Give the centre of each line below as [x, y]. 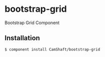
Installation [22, 38]
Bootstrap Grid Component [32, 23]
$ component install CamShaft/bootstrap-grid [52, 49]
